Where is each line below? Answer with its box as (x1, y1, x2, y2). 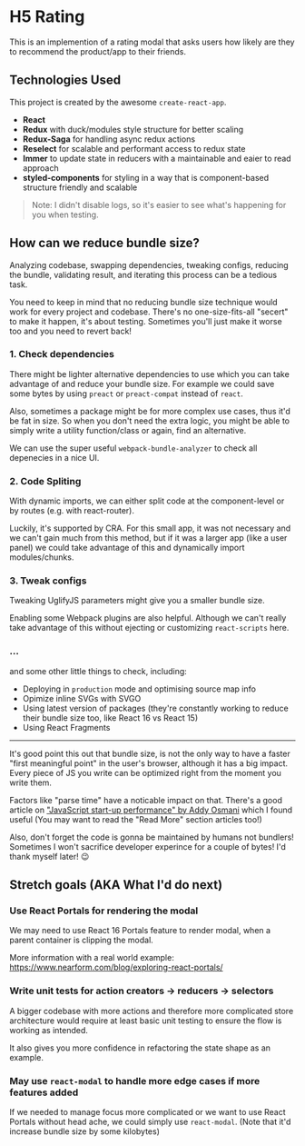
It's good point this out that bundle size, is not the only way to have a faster (9, 748, 290, 759)
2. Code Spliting (9, 474, 82, 487)
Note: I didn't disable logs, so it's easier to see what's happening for (31, 199, 287, 210)
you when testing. (31, 209, 99, 220)
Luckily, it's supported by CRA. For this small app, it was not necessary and (9, 523, 291, 533)
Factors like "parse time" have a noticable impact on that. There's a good (9, 794, 283, 805)
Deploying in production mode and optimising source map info (22, 683, 257, 694)
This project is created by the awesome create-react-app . (9, 96, 227, 107)
